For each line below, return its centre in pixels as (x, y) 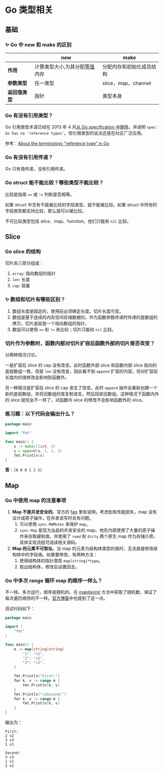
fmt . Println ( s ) (29, 455)
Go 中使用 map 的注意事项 (36, 500)
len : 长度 (21, 280)
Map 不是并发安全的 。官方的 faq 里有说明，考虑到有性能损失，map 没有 (84, 512)
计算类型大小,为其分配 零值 (65, 66)
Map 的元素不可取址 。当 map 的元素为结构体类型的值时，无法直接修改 (83, 549)
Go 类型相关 (29, 10)
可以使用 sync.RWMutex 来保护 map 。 (55, 524)
